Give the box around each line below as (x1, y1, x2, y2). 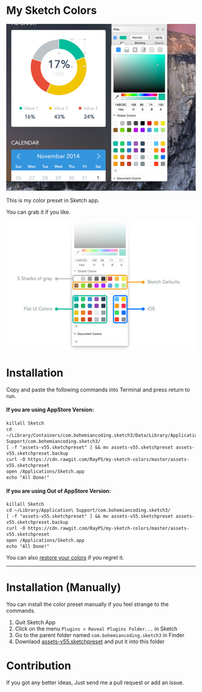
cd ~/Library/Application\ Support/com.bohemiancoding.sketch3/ (6, 507, 171, 514)
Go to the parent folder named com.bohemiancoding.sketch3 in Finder (14, 632, 185, 639)
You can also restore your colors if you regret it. (6, 554, 124, 561)
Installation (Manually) (6, 581, 121, 594)
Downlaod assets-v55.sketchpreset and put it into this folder (14, 638, 165, 645)
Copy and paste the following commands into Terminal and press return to (6, 386, 191, 393)
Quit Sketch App (14, 619, 56, 626)
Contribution (6, 659, 72, 673)
